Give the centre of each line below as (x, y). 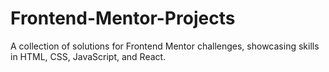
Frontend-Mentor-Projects (123, 18)
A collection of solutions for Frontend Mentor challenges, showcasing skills (165, 46)
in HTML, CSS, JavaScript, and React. (88, 56)
